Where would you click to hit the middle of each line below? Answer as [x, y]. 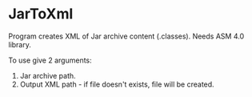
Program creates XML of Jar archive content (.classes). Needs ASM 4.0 [126, 36]
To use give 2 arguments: [50, 60]
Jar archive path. [48, 75]
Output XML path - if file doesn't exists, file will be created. [117, 84]
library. [20, 44]
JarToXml [41, 14]
